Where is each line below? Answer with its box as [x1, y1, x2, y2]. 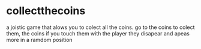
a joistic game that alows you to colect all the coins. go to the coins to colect [6, 24, 195, 31]
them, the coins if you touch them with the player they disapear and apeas [6, 30, 190, 37]
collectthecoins [6, 4, 86, 18]
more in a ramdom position [6, 36, 73, 43]
